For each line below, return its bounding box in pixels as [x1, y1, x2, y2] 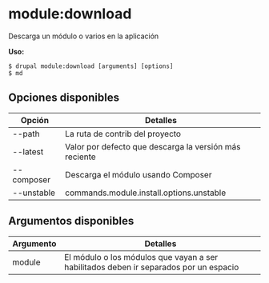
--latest [12, 145, 44, 157]
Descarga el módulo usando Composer [65, 169, 212, 180]
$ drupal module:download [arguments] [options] [8, 62, 174, 70]
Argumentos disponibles [8, 214, 134, 228]
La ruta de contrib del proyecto [65, 128, 182, 139]
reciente [65, 151, 96, 162]
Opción [20, 114, 50, 126]
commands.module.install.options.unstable [65, 187, 227, 198]
